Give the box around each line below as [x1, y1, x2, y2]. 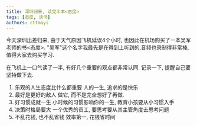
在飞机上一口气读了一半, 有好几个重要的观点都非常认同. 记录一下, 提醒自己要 [6, 64, 191, 71]
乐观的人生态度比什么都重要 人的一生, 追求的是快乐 [14, 84, 139, 91]
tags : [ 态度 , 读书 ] [6, 14, 51, 20]
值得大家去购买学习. [6, 51, 55, 59]
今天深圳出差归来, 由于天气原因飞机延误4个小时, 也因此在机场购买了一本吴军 [6, 37, 191, 44]
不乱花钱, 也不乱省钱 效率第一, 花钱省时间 [14, 114, 116, 121]
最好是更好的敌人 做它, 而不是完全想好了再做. [14, 91, 124, 98]
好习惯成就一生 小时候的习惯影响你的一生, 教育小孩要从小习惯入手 [14, 99, 175, 106]
